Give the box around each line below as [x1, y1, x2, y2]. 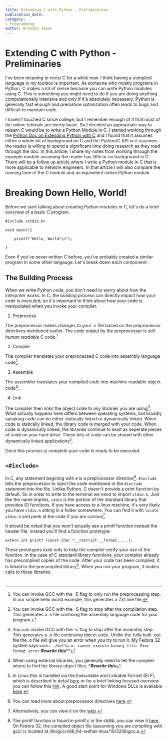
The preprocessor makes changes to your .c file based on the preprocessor [5, 322, 161, 328]
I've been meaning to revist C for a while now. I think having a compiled [5, 75, 152, 81]
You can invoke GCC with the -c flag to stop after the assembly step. [12, 627, 154, 633]
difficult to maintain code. [5, 107, 58, 113]
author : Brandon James [5, 26, 52, 31]
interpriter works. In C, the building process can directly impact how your [5, 292, 156, 298]
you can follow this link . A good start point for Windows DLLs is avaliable [12, 683, 162, 689]
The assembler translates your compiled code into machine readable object [5, 379, 161, 385]
